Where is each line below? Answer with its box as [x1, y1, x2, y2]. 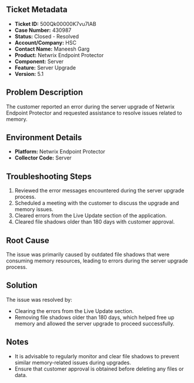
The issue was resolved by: [6, 296, 72, 303]
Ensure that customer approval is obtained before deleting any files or [14, 365, 184, 372]
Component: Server [14, 58, 64, 65]
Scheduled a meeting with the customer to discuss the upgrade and [14, 199, 179, 207]
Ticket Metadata [6, 5, 68, 15]
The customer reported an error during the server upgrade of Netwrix [6, 103, 175, 110]
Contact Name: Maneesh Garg [14, 45, 90, 52]
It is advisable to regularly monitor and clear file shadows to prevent [14, 352, 179, 359]
